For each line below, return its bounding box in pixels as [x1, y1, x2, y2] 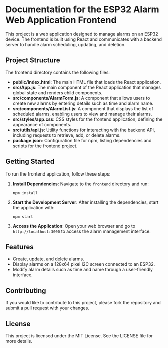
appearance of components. [12, 121, 72, 127]
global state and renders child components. [12, 89, 103, 96]
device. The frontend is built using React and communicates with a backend [5, 36, 162, 42]
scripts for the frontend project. [12, 143, 78, 149]
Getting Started [5, 157, 55, 166]
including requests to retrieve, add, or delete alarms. [12, 132, 121, 138]
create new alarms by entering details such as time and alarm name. [12, 100, 154, 106]
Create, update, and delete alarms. [12, 256, 84, 262]
